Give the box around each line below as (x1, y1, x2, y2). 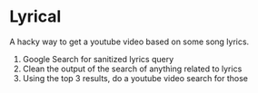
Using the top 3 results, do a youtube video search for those (22, 72, 248, 83)
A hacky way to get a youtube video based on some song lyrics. (9, 36, 250, 47)
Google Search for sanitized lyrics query (22, 53, 174, 64)
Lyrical (9, 6, 62, 27)
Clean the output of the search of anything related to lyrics (22, 63, 243, 74)
